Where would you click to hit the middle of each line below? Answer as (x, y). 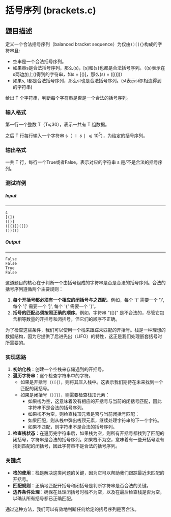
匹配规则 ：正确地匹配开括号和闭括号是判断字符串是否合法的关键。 (82, 485)
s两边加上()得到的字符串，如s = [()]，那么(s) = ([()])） (69, 74)
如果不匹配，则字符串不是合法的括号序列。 (73, 427)
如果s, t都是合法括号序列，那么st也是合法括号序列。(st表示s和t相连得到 (87, 81)
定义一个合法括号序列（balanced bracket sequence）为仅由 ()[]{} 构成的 (81, 44)
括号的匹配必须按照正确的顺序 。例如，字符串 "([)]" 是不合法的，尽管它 (86, 313)
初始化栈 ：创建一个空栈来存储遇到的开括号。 (60, 369)
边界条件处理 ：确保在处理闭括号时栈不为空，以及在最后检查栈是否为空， (88, 492)
